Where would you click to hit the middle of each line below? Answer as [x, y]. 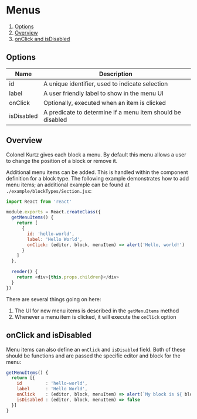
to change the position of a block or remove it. [62, 161]
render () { [25, 272]
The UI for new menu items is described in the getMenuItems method [97, 311]
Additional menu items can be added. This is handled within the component [97, 172]
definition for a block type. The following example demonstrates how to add [98, 178]
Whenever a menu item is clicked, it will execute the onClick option [95, 316]
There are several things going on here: [54, 299]
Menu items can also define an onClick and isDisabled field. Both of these [96, 349]
